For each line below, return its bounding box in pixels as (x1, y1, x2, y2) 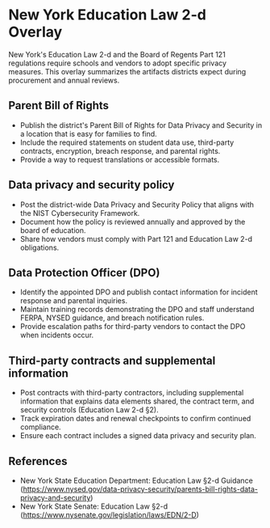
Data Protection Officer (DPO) (8, 265, 160, 280)
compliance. (19, 422, 62, 432)
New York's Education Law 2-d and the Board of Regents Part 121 (8, 49, 226, 59)
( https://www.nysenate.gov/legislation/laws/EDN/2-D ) (19, 510, 200, 519)
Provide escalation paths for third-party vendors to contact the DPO (19, 322, 246, 332)
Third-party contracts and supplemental (8, 353, 216, 367)
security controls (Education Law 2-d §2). (19, 405, 159, 415)
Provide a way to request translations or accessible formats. (19, 154, 220, 164)
